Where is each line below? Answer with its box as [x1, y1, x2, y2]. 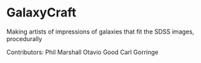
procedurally [6, 34, 43, 42]
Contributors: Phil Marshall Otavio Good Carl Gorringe [6, 48, 158, 56]
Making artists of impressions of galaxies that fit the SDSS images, [6, 27, 195, 36]
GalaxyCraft [6, 5, 77, 21]
